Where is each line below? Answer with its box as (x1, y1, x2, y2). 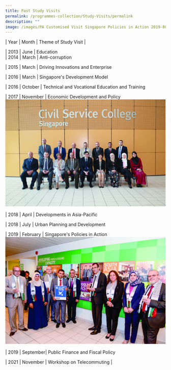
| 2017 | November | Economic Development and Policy (5, 94, 121, 100)
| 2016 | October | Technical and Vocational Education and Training (5, 84, 146, 90)
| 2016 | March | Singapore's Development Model (5, 74, 108, 80)
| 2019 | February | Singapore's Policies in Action (5, 231, 108, 237)
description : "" (5, 19, 40, 24)
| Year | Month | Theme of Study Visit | (5, 39, 86, 45)
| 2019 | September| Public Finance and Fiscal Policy (5, 349, 116, 355)
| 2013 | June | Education (5, 49, 58, 55)
